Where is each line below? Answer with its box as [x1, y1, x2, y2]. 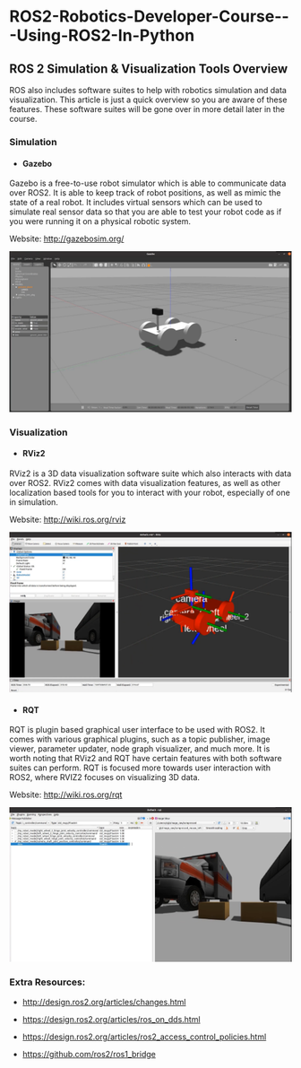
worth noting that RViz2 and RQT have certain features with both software [9, 753, 282, 764]
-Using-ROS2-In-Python [9, 25, 195, 46]
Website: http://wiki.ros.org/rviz [9, 514, 126, 525]
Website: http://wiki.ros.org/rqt [9, 789, 123, 800]
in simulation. [9, 496, 58, 508]
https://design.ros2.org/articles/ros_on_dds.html [21, 1013, 201, 1024]
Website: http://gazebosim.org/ [9, 233, 125, 244]
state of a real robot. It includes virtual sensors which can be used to [9, 197, 262, 208]
